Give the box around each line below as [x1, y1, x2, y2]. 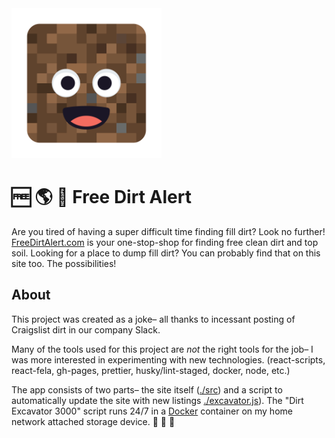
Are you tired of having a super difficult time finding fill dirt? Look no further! [11, 225, 326, 237]
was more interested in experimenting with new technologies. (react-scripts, [11, 353, 326, 366]
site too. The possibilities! [11, 257, 117, 269]
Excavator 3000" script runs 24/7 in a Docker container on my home [11, 405, 293, 417]
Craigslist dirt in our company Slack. [11, 323, 161, 336]
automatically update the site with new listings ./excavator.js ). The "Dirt [11, 394, 304, 406]
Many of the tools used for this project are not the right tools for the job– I [11, 343, 314, 355]
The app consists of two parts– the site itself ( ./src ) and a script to [11, 383, 283, 396]
